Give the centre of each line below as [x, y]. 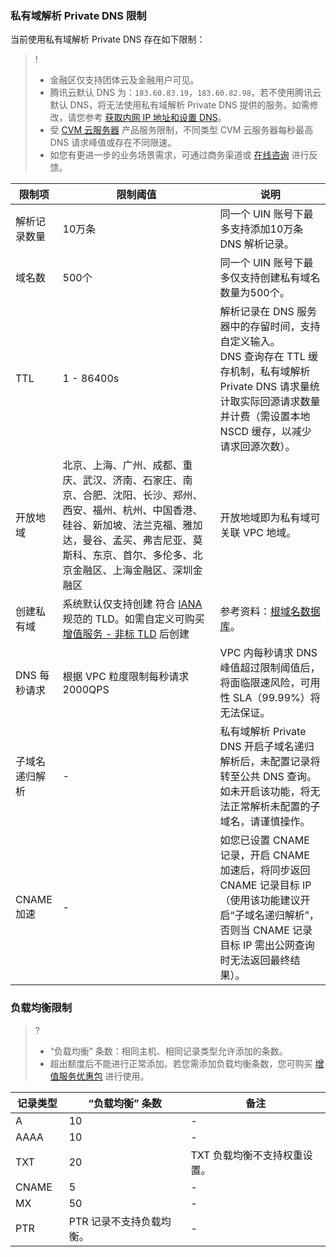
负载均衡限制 [41, 1008]
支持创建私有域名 [280, 278]
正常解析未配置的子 [275, 807]
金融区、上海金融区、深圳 [132, 570]
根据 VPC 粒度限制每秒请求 [126, 677]
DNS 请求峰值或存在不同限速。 [113, 143]
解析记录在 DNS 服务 [268, 312]
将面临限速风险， [260, 683]
